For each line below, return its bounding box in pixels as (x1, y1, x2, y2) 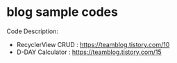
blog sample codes (6, 4, 119, 20)
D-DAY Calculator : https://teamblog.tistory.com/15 (16, 48, 162, 56)
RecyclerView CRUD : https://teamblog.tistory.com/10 (16, 40, 170, 48)
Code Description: (6, 27, 58, 35)
